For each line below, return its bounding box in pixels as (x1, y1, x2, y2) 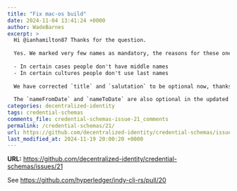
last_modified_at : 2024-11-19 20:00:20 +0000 (7, 135, 143, 142)
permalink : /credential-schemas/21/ (7, 122, 115, 129)
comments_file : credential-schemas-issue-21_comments (7, 115, 169, 122)
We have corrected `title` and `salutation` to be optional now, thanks (13, 83, 232, 90)
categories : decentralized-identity (7, 103, 115, 110)
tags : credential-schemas (7, 109, 83, 116)
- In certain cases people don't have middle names (13, 63, 169, 70)
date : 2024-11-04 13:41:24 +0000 (7, 17, 106, 24)
